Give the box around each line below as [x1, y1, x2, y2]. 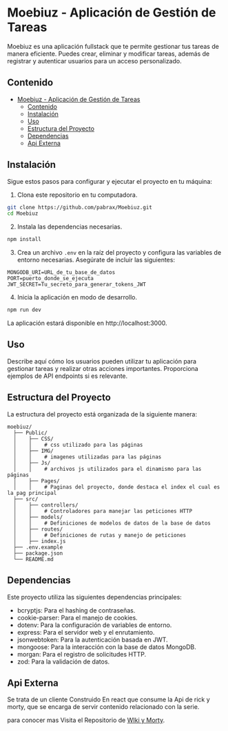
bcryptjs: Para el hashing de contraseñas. [17, 606, 136, 614]
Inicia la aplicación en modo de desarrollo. [17, 293, 138, 301]
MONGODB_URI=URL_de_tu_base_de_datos [7, 269, 116, 276]
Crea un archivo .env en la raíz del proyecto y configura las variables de [17, 248, 222, 257]
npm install [7, 236, 41, 243]
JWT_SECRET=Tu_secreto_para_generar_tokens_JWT [7, 281, 147, 288]
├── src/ [13, 496, 39, 502]
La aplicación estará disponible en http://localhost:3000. [7, 319, 167, 328]
